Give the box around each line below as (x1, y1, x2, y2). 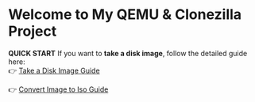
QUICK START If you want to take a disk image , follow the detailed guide (8, 48, 248, 58)
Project (8, 22, 57, 40)
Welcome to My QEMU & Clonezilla (8, 6, 242, 24)
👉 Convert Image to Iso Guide (8, 85, 109, 94)
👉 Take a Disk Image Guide (8, 66, 101, 75)
